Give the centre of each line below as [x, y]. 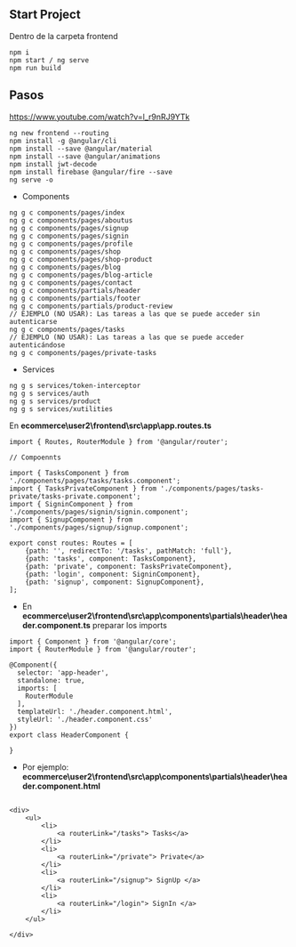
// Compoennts [36, 457]
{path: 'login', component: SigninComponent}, [113, 574]
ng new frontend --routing [59, 133]
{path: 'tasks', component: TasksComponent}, [111, 558]
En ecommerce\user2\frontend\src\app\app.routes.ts [110, 425]
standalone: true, [52, 680]
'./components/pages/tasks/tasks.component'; [95, 481]
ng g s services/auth [49, 393]
